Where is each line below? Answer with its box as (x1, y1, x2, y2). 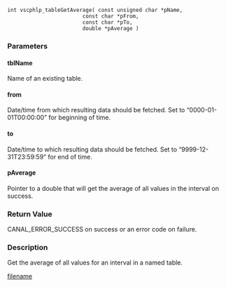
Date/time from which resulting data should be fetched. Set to (7, 106, 185, 114)
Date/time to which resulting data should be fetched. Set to (7, 145, 177, 154)
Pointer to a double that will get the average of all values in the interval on (7, 184, 219, 192)
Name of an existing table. (7, 74, 83, 83)
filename (7, 272, 33, 281)
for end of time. (48, 152, 92, 161)
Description (7, 242, 48, 252)
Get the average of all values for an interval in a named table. (7, 258, 183, 267)
